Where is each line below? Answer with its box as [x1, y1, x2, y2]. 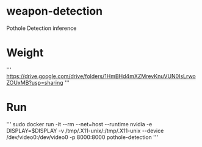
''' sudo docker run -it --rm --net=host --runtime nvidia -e [6, 120, 153, 127]
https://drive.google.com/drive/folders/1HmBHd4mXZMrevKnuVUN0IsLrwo [6, 72, 197, 80]
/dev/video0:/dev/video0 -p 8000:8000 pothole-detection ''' [6, 133, 159, 141]
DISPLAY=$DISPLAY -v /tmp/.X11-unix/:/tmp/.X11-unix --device [6, 127, 164, 134]
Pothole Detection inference [6, 24, 77, 32]
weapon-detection [6, 4, 103, 18]
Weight [6, 46, 44, 60]
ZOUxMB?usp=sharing [6, 79, 63, 86]
